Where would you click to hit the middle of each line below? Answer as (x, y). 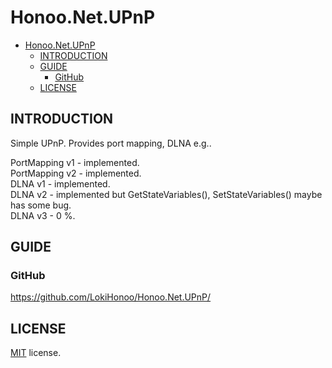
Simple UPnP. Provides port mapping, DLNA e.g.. (111, 143)
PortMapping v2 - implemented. (76, 173)
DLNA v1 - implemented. (60, 183)
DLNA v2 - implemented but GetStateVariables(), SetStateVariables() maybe (166, 194)
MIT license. (36, 353)
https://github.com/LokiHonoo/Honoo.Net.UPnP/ (111, 297)
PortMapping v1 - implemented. (75, 162)
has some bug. (41, 205)
